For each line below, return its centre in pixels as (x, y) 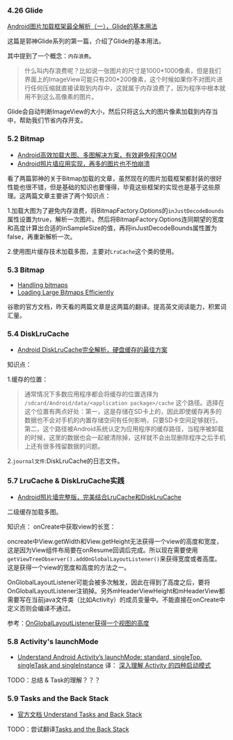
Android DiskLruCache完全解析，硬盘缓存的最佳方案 (93, 350)
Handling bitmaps (42, 284)
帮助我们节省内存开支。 (53, 120)
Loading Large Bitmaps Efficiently (65, 292)
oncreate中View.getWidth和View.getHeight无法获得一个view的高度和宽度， (115, 542)
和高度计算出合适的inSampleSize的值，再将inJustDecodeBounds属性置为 (112, 227)
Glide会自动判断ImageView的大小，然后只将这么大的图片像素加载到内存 (110, 112)
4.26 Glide (25, 10)
